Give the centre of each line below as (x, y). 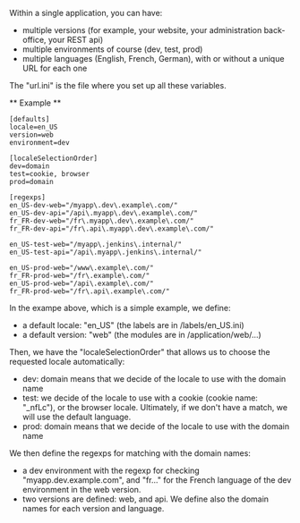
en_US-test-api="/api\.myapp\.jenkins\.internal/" (106, 252)
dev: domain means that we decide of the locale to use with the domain (154, 379)
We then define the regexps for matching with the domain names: (130, 453)
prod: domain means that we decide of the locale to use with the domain (156, 426)
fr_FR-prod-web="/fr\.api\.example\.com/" (90, 291)
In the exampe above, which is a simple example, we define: (120, 308)
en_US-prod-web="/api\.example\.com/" (81, 283)
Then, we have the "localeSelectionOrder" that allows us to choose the (140, 352)
